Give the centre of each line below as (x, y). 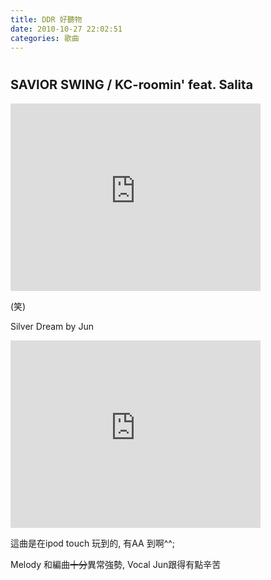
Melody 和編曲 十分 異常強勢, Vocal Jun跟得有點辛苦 (116, 565)
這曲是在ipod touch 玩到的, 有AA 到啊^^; (93, 543)
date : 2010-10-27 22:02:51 (66, 29)
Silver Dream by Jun (52, 327)
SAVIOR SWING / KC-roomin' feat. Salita (132, 84)
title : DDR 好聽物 (46, 19)
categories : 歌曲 (45, 38)
